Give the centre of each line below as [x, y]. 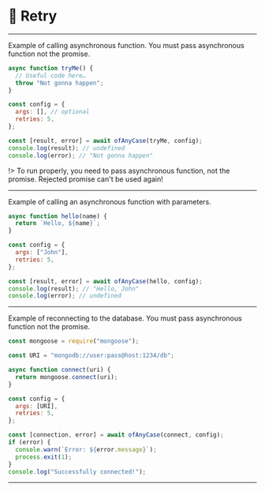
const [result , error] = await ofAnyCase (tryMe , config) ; [105, 141]
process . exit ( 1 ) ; [44, 457]
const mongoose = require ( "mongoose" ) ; [74, 341]
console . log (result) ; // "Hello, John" [74, 289]
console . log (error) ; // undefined [65, 296]
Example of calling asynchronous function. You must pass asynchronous [126, 45]
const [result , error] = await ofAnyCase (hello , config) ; [105, 281]
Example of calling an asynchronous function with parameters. [110, 201]
